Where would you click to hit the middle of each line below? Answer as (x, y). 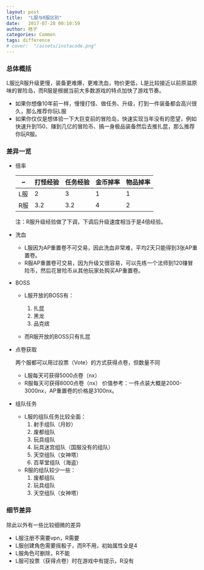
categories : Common (31, 35)
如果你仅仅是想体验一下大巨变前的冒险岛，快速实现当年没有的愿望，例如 (106, 119)
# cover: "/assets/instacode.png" (51, 46)
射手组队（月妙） (55, 424)
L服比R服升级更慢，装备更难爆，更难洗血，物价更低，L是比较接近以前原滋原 (102, 83)
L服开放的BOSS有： (49, 295)
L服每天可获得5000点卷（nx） (62, 375)
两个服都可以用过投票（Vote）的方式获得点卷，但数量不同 (87, 363)
